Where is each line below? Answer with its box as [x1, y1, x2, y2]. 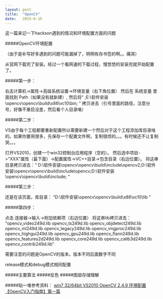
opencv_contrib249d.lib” [5, 241, 54, 247]
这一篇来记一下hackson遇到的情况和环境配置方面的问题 [5, 30, 116, 36]
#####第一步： [5, 78, 36, 84]
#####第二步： [5, 117, 36, 123]
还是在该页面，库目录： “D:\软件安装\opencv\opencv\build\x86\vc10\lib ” [5, 194, 151, 200]
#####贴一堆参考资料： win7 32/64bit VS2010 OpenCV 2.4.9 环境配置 [5, 282, 146, 288]
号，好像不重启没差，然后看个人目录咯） [5, 107, 86, 112]
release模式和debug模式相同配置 [5, 262, 72, 268]
